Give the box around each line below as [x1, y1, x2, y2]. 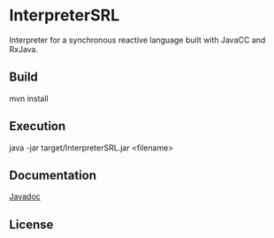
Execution [9, 119, 66, 134]
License [9, 217, 54, 232]
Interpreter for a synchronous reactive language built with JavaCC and [9, 35, 266, 45]
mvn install [9, 93, 49, 104]
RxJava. [9, 43, 38, 54]
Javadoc [9, 191, 42, 202]
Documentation [9, 167, 97, 182]
